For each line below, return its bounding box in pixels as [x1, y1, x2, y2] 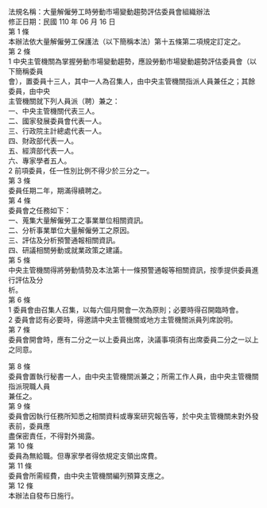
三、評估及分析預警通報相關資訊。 [8, 235, 120, 245]
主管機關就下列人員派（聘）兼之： [8, 96, 120, 106]
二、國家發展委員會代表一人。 [8, 116, 106, 126]
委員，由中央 [8, 87, 50, 95]
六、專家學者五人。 [8, 156, 72, 165]
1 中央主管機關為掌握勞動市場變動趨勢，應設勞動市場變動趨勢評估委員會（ [8, 56, 250, 66]
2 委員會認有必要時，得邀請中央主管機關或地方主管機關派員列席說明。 [8, 315, 238, 324]
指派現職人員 [8, 382, 50, 391]
